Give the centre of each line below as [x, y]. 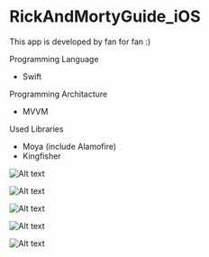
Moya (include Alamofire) [69, 146]
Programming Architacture [59, 94]
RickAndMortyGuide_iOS [105, 17]
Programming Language [54, 59]
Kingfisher [41, 156]
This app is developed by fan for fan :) [80, 41]
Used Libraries [36, 129]
